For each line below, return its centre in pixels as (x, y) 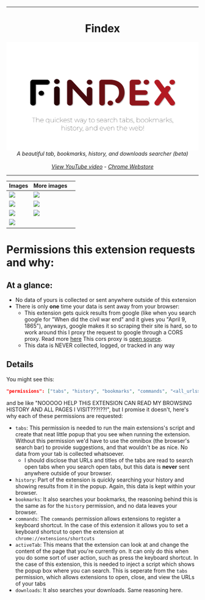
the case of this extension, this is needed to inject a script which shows (105, 564)
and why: (30, 263)
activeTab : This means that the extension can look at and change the (102, 544)
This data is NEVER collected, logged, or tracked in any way (99, 345)
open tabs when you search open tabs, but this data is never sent (107, 466)
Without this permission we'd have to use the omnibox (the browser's (103, 441)
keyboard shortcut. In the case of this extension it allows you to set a (102, 525)
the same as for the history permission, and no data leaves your (96, 505)
